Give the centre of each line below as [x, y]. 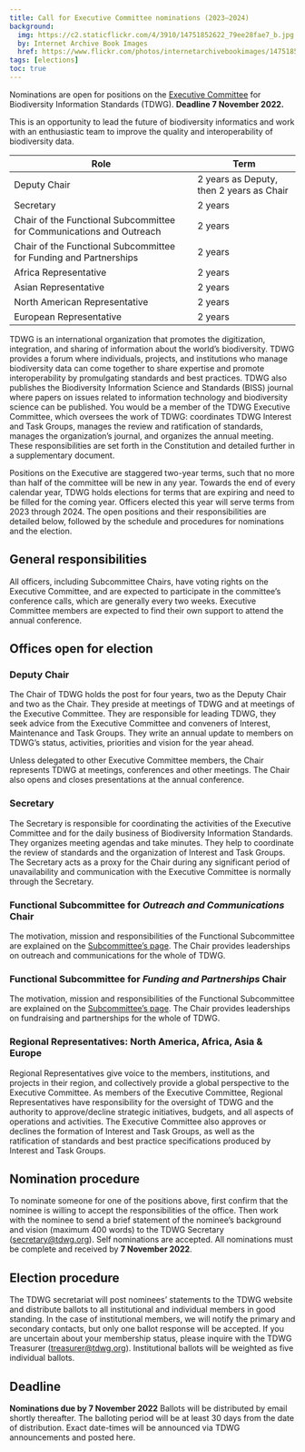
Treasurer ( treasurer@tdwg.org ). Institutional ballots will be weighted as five [152, 1348]
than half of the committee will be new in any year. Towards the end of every [152, 482]
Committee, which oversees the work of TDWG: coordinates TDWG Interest [151, 416]
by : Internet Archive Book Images [83, 43]
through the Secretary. [51, 881]
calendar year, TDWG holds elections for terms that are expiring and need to [152, 492]
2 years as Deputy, [238, 178]
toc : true [28, 69]
